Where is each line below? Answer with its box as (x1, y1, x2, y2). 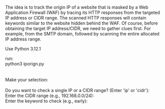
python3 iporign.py (5, 61, 44, 66)
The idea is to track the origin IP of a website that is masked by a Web (5, 4, 149, 10)
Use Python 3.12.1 (5, 46, 41, 51)
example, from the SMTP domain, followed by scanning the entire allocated (5, 31, 160, 36)
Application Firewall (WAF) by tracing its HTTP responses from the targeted (5, 9, 161, 15)
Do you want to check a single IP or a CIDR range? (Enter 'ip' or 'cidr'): (5, 87, 150, 93)
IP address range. (5, 36, 41, 42)
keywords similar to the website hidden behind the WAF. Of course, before (5, 20, 158, 26)
